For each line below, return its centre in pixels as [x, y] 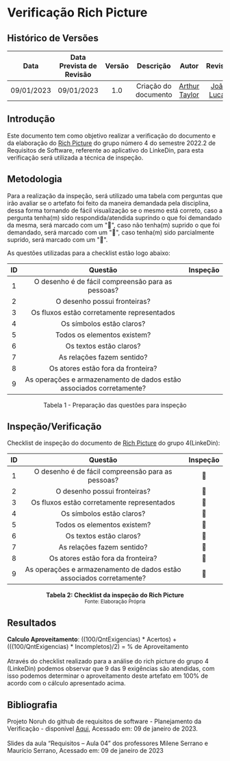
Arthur [189, 86]
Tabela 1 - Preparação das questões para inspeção [115, 405]
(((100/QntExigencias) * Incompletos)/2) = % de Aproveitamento [98, 647]
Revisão [78, 75]
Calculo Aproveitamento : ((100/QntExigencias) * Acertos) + [92, 639]
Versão [117, 66]
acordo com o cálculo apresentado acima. [66, 683]
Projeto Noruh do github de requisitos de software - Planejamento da [104, 721]
